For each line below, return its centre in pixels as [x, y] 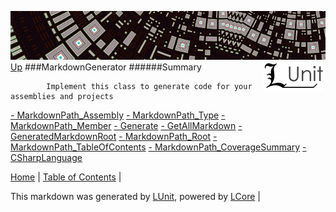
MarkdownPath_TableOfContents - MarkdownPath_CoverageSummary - [158, 147]
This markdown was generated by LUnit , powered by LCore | [135, 196]
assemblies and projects [62, 96]
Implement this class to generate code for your [149, 86]
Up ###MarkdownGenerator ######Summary [106, 67]
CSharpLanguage [46, 157]
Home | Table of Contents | [66, 177]
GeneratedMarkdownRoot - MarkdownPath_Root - [114, 136]
